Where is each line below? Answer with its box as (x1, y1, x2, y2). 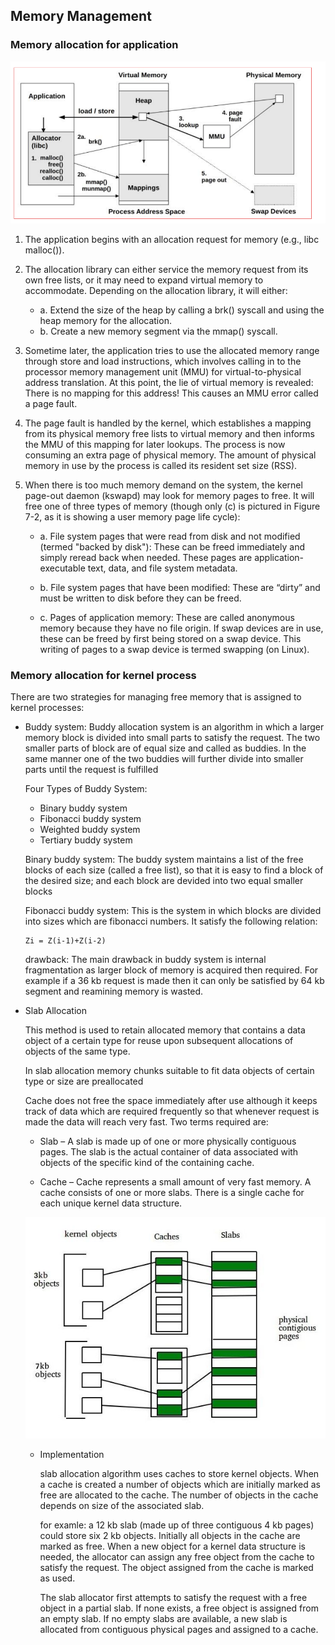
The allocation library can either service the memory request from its (24, 264, 309, 276)
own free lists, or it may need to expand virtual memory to (24, 274, 264, 286)
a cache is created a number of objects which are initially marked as (39, 1478, 321, 1490)
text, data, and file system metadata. (87, 562, 238, 574)
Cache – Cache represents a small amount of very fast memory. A (39, 1176, 312, 1188)
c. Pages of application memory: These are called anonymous (39, 612, 295, 624)
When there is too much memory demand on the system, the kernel (24, 479, 303, 491)
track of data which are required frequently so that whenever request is (24, 1105, 320, 1118)
